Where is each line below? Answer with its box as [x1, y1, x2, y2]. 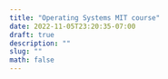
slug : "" [9, 47, 43, 56]
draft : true [9, 30, 54, 39]
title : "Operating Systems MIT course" [9, 13, 161, 23]
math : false [9, 55, 54, 64]
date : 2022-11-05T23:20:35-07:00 [9, 22, 136, 31]
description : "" [9, 38, 71, 48]
